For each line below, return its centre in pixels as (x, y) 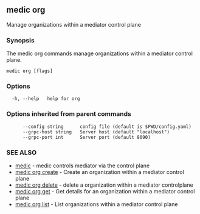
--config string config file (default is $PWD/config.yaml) (107, 127)
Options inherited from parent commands (69, 114)
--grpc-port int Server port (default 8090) (86, 137)
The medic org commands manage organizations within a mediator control (100, 53)
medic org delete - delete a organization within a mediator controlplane (104, 185)
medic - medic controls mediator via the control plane (82, 166)
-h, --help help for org (46, 99)
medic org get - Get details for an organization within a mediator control (105, 191)
